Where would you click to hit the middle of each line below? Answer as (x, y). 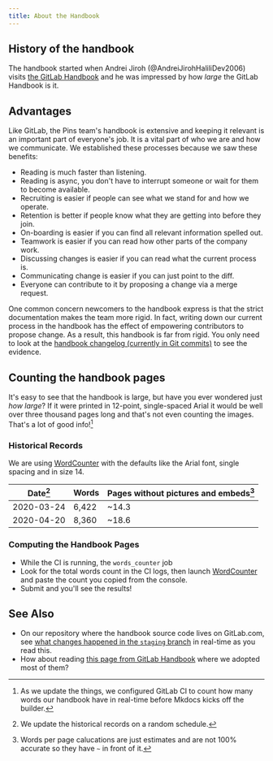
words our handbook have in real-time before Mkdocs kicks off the (132, 700)
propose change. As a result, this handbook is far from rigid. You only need (134, 335)
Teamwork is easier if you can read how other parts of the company (134, 241)
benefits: (23, 157)
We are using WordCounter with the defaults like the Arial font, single (124, 463)
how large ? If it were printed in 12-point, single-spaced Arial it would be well (136, 406)
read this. (36, 651)
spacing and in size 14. (47, 472)
